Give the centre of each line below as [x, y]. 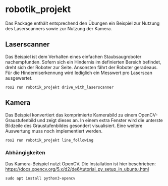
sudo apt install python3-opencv [40, 178]
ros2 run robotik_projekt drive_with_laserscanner [60, 87]
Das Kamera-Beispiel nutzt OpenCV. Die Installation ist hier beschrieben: [81, 164]
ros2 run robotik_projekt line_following [49, 140]
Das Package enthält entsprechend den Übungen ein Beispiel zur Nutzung [82, 23]
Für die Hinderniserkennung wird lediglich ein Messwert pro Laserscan [79, 73]
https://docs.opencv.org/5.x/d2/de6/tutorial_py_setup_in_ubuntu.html [77, 169]
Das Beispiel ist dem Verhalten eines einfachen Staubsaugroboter [73, 56]
